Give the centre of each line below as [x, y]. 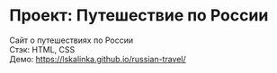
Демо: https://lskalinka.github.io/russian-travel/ [98, 59]
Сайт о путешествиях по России [71, 40]
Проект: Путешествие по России [139, 16]
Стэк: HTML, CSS [42, 49]
